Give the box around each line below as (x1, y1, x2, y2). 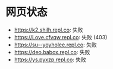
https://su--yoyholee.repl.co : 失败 (14, 41, 97, 48)
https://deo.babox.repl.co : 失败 (14, 48, 90, 55)
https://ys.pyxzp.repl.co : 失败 (14, 56, 87, 63)
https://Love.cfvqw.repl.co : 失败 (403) (14, 33, 108, 40)
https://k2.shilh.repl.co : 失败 (14, 26, 83, 33)
